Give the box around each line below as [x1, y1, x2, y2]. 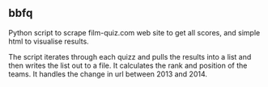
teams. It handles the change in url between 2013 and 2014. [8, 68, 208, 79]
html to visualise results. [8, 36, 89, 46]
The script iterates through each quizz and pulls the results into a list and [8, 52, 252, 61]
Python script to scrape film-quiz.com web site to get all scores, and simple [8, 27, 261, 37]
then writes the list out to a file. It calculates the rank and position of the [8, 60, 248, 70]
